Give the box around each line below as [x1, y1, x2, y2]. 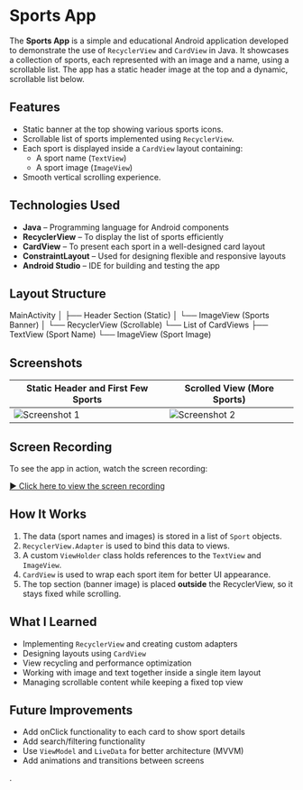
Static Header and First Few [26, 382, 149, 395]
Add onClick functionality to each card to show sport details [22, 727, 245, 738]
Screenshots [9, 355, 83, 371]
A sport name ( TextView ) [35, 152, 127, 163]
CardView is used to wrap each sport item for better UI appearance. [22, 569, 271, 580]
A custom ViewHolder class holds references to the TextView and [22, 549, 262, 560]
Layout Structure [9, 286, 106, 301]
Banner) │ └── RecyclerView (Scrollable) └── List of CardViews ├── [9, 319, 269, 330]
